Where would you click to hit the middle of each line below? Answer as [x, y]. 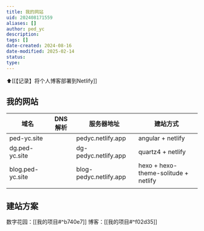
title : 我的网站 [25, 12]
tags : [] [17, 40]
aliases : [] [21, 23]
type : [13, 62]
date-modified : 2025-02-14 [40, 52]
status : [16, 57]
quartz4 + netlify [162, 152]
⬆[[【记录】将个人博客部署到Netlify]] [52, 81]
